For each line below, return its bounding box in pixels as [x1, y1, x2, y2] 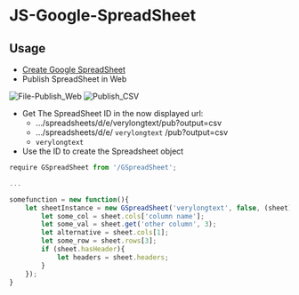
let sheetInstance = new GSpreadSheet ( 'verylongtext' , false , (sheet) [25, 203, 293, 212]
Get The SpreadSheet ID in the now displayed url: [21, 108, 204, 118]
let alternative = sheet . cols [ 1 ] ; [41, 228, 169, 237]
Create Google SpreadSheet [21, 64, 126, 75]
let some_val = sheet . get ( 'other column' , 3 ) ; [41, 219, 217, 229]
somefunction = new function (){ [9, 195, 129, 204]
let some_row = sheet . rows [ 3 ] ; [41, 236, 158, 245]
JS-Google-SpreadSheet [9, 5, 197, 26]
